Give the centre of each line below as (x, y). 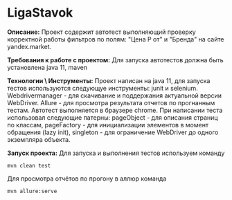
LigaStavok (40, 13)
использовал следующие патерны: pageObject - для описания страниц (113, 117)
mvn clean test (29, 165)
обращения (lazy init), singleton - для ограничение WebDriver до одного (113, 132)
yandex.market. (29, 46)
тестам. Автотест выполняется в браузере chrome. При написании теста (115, 110)
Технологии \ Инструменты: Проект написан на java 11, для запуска (109, 80)
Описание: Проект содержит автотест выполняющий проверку (101, 32)
